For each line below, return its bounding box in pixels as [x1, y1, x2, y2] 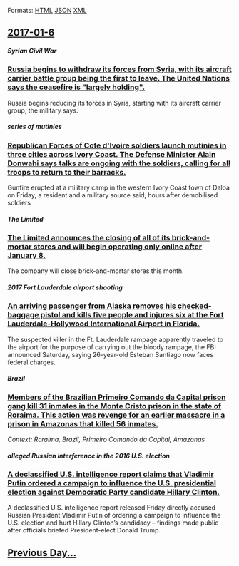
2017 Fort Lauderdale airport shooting [7, 283, 123, 292]
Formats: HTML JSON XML [7, 6, 87, 14]
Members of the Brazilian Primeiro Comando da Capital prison [7, 392, 226, 402]
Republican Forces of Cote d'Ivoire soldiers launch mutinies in [7, 140, 227, 150]
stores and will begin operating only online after [33, 242, 202, 252]
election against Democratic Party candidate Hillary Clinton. [7, 488, 220, 498]
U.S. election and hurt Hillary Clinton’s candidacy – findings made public [7, 518, 219, 527]
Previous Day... [7, 547, 77, 559]
